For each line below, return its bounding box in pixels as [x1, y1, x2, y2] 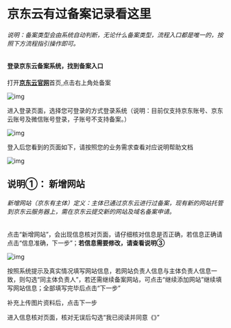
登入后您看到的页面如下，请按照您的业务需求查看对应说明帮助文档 [7, 143, 193, 151]
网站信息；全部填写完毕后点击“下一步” [12, 283, 121, 292]
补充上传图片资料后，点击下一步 [7, 298, 97, 307]
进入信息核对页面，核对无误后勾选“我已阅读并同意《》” [7, 313, 160, 321]
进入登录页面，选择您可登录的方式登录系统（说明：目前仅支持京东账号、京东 [7, 107, 223, 114]
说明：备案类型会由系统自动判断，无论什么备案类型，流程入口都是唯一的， [7, 30, 217, 39]
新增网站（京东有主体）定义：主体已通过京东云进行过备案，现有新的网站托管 [7, 199, 223, 207]
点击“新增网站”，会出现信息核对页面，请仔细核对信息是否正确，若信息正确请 [7, 230, 223, 238]
